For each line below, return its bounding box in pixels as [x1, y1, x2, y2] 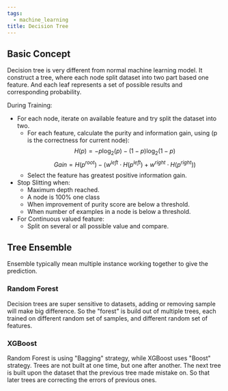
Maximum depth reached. [27, 185, 100, 193]
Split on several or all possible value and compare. [27, 221, 169, 230]
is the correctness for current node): [27, 136, 130, 144]
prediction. [7, 267, 38, 275]
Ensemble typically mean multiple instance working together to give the [7, 260, 208, 268]
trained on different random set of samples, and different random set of [7, 314, 208, 322]
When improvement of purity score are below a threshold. [27, 200, 190, 208]
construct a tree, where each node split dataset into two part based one [7, 73, 210, 82]
